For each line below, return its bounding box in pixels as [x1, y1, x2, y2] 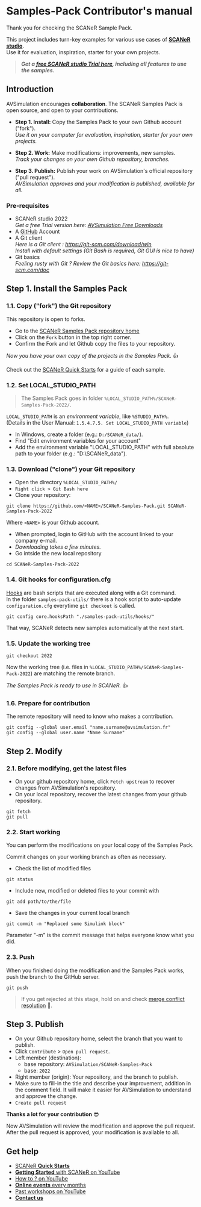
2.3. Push [6, 953, 35, 961]
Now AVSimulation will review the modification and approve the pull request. [6, 1122, 196, 1130]
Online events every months [14, 1182, 86, 1189]
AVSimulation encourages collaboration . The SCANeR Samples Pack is [6, 100, 183, 107]
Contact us [14, 1194, 44, 1202]
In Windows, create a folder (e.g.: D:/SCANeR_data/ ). [14, 431, 143, 438]
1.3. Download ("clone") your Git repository [6, 465, 135, 473]
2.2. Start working [6, 828, 61, 836]
